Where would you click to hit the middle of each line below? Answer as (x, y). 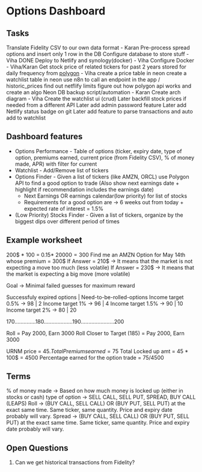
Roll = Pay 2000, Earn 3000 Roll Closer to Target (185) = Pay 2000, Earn (95, 333)
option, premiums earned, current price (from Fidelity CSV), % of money (105, 157)
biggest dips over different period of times (67, 221)
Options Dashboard (56, 11)
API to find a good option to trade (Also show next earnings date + (97, 183)
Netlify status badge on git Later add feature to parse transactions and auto (100, 111)
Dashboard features (44, 137)
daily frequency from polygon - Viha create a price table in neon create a (96, 73)
